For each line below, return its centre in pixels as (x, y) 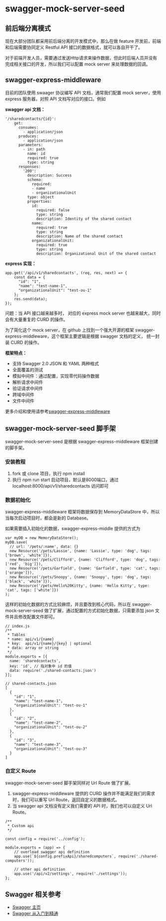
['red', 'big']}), (24, 564)
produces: (28, 136)
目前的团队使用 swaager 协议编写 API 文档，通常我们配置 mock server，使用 (83, 92)
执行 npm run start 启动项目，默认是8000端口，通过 (65, 480)
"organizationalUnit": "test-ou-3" (51, 749)
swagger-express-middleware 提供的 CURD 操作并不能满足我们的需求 (83, 793)
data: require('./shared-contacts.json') (53, 671)
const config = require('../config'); (45, 839)
